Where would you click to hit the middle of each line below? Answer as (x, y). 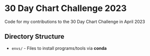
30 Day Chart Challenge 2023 (66, 8)
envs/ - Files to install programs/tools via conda (59, 48)
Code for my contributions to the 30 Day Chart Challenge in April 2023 (75, 22)
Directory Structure (35, 37)
